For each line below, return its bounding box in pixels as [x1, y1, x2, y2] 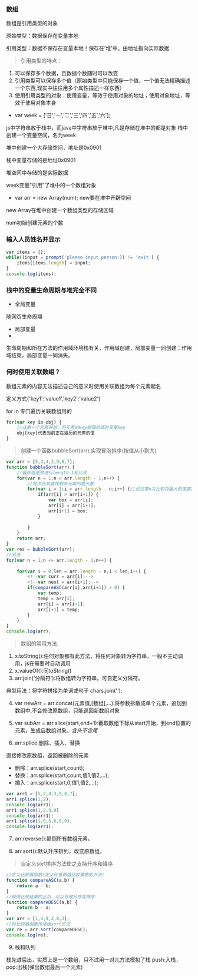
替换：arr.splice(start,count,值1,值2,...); [14, 772, 109, 779]
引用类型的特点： [20, 57, 62, 64]
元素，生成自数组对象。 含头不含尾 [14, 727, 98, 734]
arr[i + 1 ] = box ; [48, 508, 88, 514]
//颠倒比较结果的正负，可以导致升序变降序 [6, 894, 95, 899]
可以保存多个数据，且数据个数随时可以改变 [14, 70, 118, 77]
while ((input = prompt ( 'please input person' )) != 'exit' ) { [6, 254, 160, 260]
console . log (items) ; [6, 271, 57, 277]
